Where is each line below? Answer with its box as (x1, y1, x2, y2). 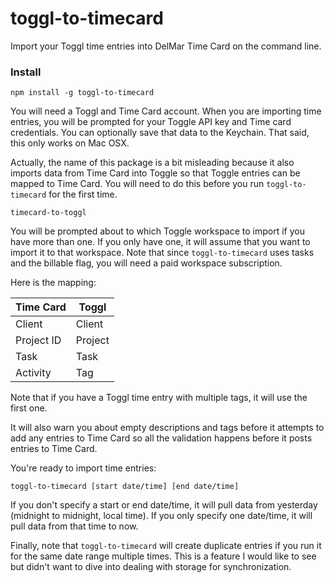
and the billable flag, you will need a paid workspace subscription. (10, 257, 283, 269)
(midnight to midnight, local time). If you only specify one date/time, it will (10, 510, 313, 522)
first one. (10, 402, 48, 414)
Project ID (15, 333, 62, 347)
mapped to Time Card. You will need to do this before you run (10, 178, 265, 190)
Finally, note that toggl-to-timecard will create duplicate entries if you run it (10, 540, 322, 552)
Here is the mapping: (10, 277, 97, 289)
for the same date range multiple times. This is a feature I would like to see (10, 550, 317, 562)
